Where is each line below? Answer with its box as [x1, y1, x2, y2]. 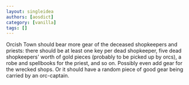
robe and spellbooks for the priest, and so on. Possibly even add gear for [6, 60, 183, 67]
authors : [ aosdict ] [6, 14, 54, 20]
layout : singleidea [6, 8, 54, 15]
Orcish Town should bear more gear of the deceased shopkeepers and [6, 41, 178, 48]
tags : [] [6, 25, 28, 31]
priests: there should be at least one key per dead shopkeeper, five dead [6, 47, 182, 55]
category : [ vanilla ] [6, 19, 57, 25]
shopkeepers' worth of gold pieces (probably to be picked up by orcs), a [6, 53, 182, 60]
